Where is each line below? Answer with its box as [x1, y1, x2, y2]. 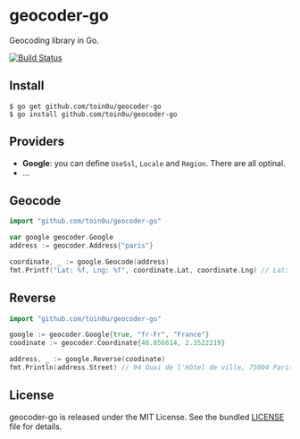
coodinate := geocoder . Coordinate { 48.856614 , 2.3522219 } [9, 339, 226, 348]
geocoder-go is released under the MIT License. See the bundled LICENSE [9, 411, 285, 422]
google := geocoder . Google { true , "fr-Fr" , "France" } [9, 330, 210, 340]
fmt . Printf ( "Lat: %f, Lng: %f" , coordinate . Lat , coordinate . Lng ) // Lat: [9, 266, 290, 274]
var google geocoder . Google [9, 233, 114, 242]
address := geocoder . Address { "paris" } [9, 241, 154, 250]
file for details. [9, 421, 62, 432]
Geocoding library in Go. [9, 35, 100, 46]
